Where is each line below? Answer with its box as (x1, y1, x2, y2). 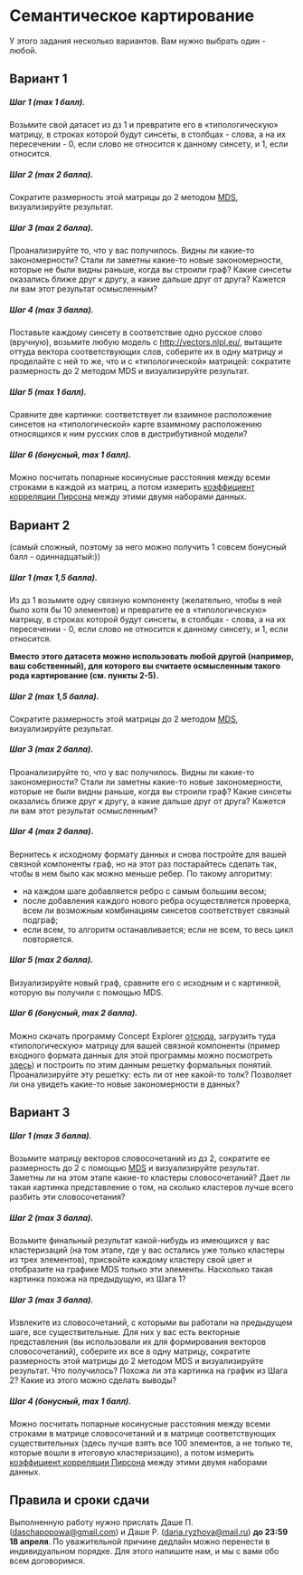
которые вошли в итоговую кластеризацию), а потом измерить (9, 1447, 255, 1458)
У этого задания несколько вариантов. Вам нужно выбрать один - (9, 35, 266, 46)
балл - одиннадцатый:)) (9, 551, 101, 562)
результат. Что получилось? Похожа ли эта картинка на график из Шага (9, 1365, 288, 1377)
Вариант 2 (9, 517, 71, 533)
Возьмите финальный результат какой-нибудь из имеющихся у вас (9, 1235, 270, 1246)
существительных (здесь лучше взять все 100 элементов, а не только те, (9, 1437, 294, 1449)
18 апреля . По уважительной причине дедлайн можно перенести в (9, 1536, 270, 1547)
